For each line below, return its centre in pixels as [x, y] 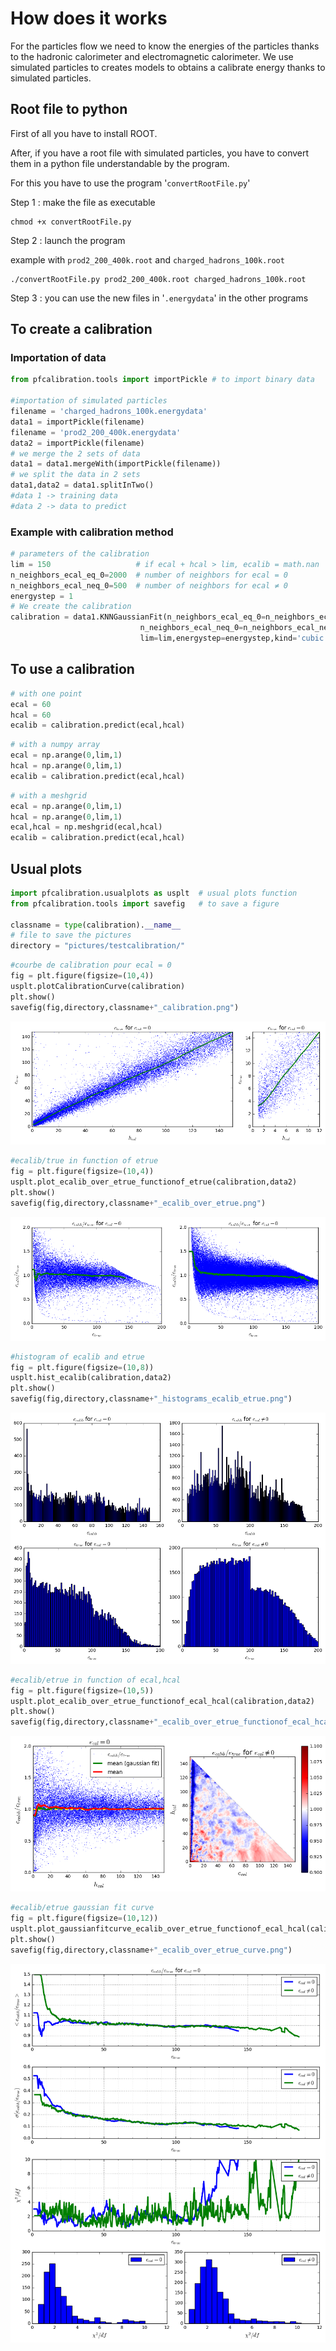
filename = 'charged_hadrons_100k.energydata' [109, 412]
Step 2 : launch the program [68, 240]
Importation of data [58, 358]
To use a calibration [72, 669]
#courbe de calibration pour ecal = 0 [91, 965]
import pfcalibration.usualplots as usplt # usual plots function [154, 893]
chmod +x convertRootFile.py [71, 222]
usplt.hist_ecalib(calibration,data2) [91, 1378]
